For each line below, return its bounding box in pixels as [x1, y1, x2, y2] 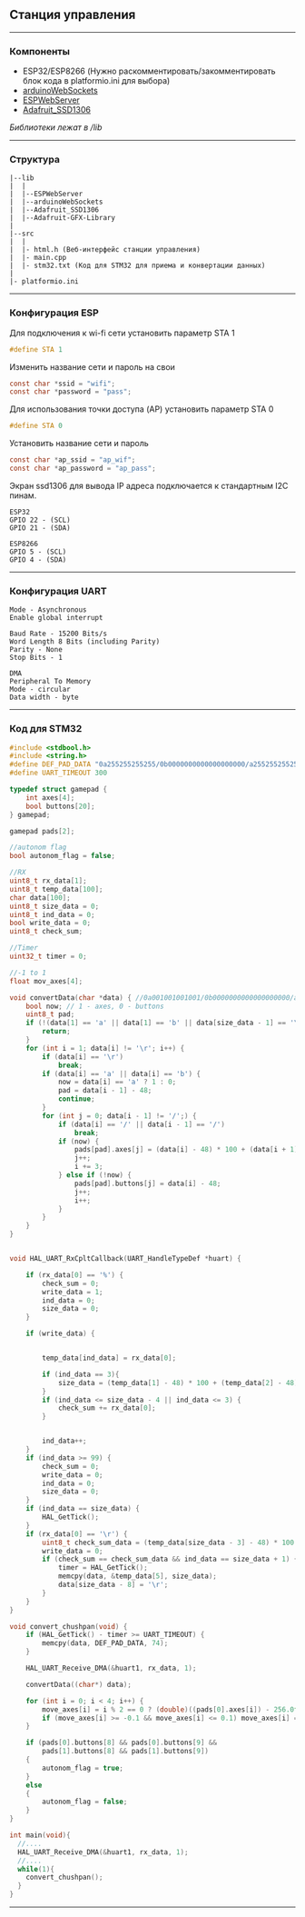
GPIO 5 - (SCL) [9, 547, 67, 556]
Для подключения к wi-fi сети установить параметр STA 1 [9, 327, 235, 338]
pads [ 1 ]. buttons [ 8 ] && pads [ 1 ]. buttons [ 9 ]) [42, 1747, 209, 1756]
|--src [9, 229, 34, 239]
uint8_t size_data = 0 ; [9, 902, 100, 911]
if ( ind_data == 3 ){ [42, 1370, 120, 1379]
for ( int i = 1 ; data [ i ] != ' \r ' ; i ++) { [25, 1043, 185, 1053]
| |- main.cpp [9, 254, 67, 263]
